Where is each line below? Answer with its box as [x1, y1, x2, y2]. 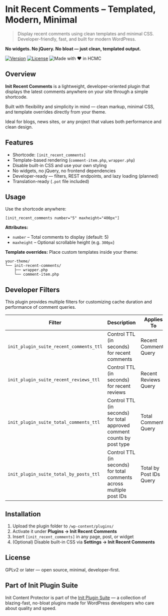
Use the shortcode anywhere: [5, 206, 66, 212]
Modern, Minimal [5, 14, 77, 26]
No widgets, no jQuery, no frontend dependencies [12, 168, 116, 174]
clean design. [5, 124, 33, 130]
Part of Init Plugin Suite [5, 581, 78, 590]
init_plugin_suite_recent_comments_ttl [7, 344, 102, 350]
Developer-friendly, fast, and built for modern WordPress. [17, 36, 136, 42]
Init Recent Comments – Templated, [5, 4, 156, 15]
